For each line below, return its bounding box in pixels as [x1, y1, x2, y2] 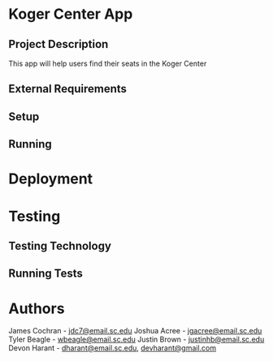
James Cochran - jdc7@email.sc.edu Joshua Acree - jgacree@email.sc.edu [8, 326, 262, 336]
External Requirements [8, 82, 128, 96]
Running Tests [8, 267, 83, 281]
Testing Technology [8, 239, 112, 252]
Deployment [8, 170, 93, 188]
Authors [8, 299, 65, 317]
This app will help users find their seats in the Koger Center [8, 58, 207, 68]
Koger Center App [8, 5, 133, 24]
